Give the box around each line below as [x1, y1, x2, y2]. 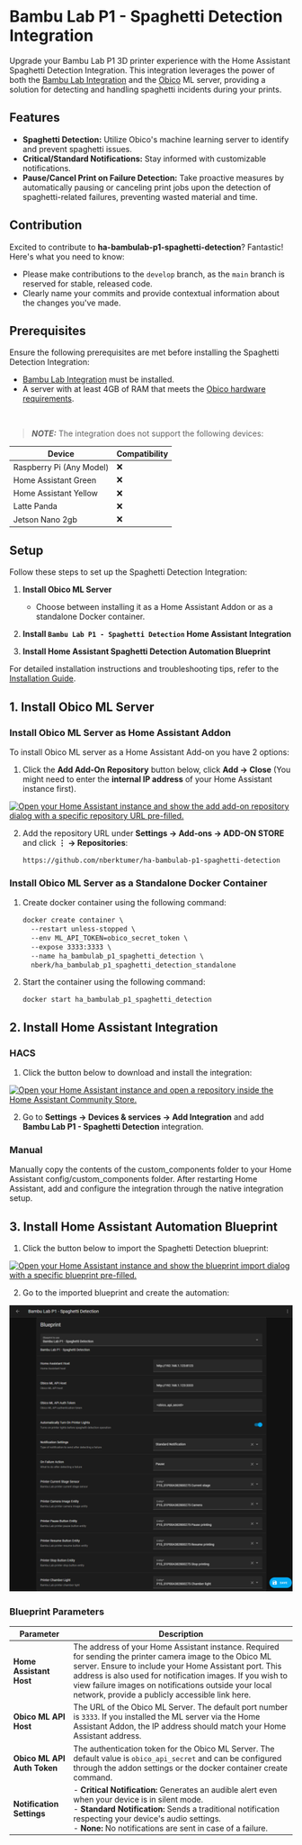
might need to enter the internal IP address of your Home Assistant [22, 774, 272, 785]
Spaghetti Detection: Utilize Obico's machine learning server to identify [22, 133, 289, 145]
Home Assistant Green [13, 475, 97, 486]
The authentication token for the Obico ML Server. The [73, 1743, 275, 1754]
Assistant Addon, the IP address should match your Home [73, 1721, 287, 1731]
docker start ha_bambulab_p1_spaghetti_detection [22, 995, 213, 1004]
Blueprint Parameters [9, 1605, 105, 1618]
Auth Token [13, 1762, 58, 1773]
